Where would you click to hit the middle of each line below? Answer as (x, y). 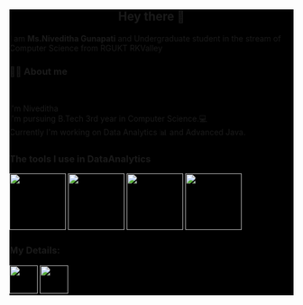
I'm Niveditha (34, 108)
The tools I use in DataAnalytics (80, 159)
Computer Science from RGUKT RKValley (86, 48)
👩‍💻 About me (38, 71)
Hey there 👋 (151, 17)
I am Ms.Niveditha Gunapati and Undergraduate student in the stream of (145, 38)
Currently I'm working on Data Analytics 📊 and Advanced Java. (128, 133)
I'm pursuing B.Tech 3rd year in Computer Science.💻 (108, 119)
